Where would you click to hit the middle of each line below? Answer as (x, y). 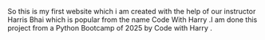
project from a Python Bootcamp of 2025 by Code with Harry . (110, 28)
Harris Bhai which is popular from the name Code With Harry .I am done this (132, 20)
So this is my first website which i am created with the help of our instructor (132, 11)
